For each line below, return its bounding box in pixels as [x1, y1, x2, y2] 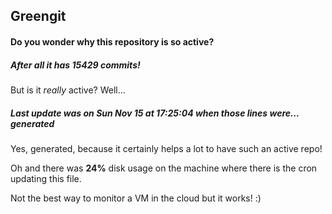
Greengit [10, 8, 67, 25]
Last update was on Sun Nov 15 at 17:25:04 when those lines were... [10, 107, 300, 119]
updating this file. [10, 172, 82, 184]
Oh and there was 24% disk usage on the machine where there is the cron [10, 162, 318, 174]
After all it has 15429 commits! [10, 59, 141, 71]
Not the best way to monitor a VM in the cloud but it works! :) [10, 192, 262, 204]
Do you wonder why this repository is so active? [10, 35, 215, 48]
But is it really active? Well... [10, 84, 126, 96]
